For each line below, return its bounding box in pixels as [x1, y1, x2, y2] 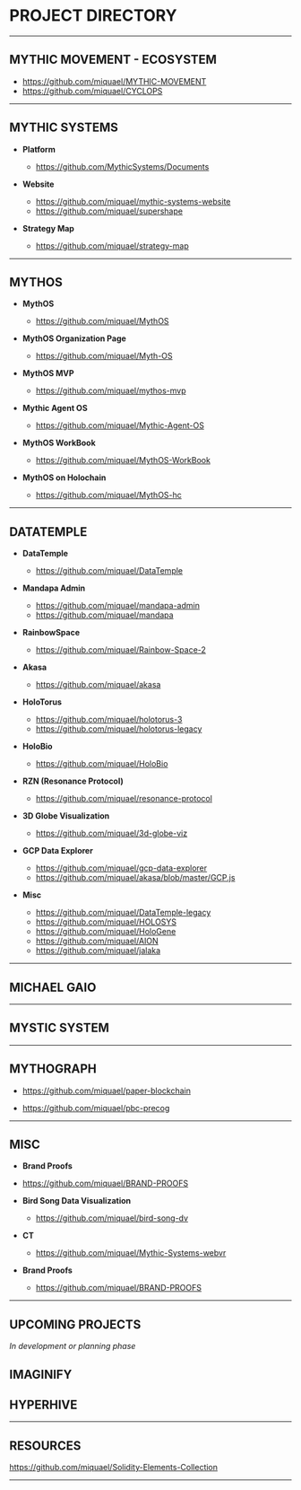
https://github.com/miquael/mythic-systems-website [35, 196, 231, 206]
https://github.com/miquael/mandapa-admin [35, 600, 200, 611]
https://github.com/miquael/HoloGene [35, 926, 176, 937]
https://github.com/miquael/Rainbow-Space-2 [35, 644, 206, 655]
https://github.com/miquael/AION [35, 935, 159, 947]
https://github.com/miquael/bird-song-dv [35, 1213, 189, 1223]
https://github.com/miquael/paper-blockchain [21, 1085, 191, 1096]
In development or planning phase [9, 1341, 136, 1352]
